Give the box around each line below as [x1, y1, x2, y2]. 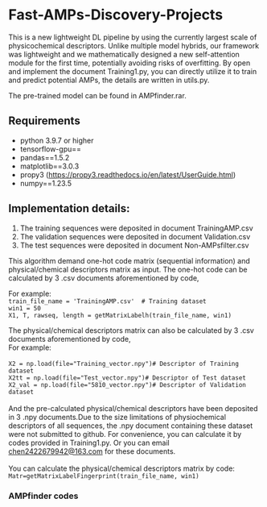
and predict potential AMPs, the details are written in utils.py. [8, 75, 210, 85]
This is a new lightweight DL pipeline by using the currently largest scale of [8, 32, 257, 42]
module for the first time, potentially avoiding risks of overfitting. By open [8, 58, 251, 68]
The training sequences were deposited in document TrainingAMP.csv [19, 223, 253, 233]
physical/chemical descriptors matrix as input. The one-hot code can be [8, 264, 248, 274]
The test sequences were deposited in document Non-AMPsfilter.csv [19, 240, 249, 250]
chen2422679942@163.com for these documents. [8, 446, 176, 456]
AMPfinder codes [8, 490, 79, 501]
